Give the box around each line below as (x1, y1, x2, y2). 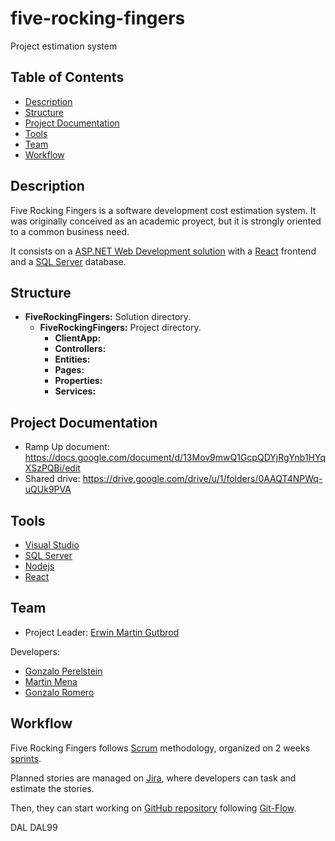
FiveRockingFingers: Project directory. (39, 322, 202, 334)
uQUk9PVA (24, 483, 72, 496)
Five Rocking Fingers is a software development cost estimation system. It (10, 204, 317, 216)
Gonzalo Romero (24, 686, 95, 698)
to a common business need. (10, 225, 130, 237)
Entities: (54, 353, 91, 366)
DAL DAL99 (10, 821, 58, 833)
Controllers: (54, 343, 107, 355)
